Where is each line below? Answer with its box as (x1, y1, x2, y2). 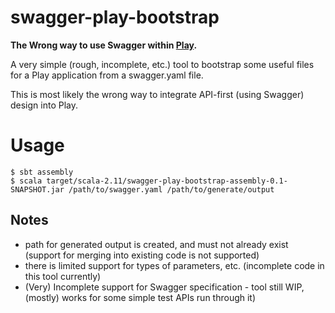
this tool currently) (24, 270, 102, 282)
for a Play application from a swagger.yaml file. (10, 69, 204, 81)
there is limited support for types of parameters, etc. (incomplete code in (24, 259, 325, 271)
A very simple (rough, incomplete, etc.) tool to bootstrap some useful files (10, 58, 315, 70)
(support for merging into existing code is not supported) (24, 249, 260, 261)
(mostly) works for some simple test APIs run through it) (24, 291, 257, 303)
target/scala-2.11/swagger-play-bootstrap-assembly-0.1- (46, 176, 288, 186)
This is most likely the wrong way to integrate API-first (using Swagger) (10, 88, 305, 100)
